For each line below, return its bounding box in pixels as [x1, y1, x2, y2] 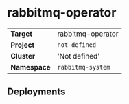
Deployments [7, 86, 66, 98]
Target [10, 29, 33, 39]
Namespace [10, 62, 51, 72]
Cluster [10, 51, 36, 61]
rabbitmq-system [57, 63, 110, 71]
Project [10, 40, 35, 50]
